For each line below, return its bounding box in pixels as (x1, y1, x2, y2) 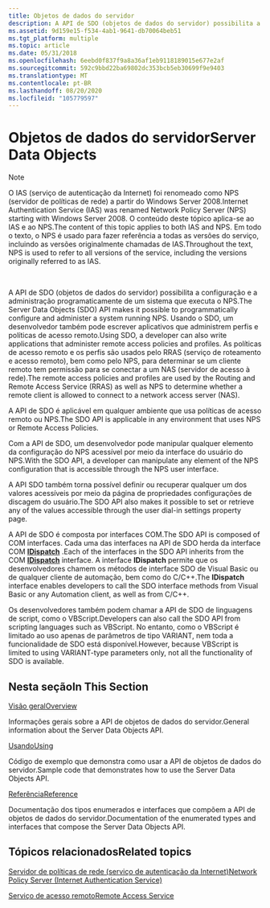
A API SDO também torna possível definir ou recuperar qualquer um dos (8, 480, 247, 489)
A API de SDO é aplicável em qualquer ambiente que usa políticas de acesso (8, 406, 262, 415)
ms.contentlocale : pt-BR (8, 79, 92, 87)
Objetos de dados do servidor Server (8, 129, 256, 147)
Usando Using (8, 741, 54, 750)
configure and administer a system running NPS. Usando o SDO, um (8, 313, 234, 323)
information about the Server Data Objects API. (8, 725, 164, 735)
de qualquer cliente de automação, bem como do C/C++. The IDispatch (8, 572, 245, 582)
